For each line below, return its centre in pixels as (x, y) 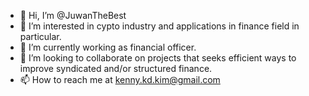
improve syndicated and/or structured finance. (116, 68)
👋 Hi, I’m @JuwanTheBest (73, 15)
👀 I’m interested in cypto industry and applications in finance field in (159, 26)
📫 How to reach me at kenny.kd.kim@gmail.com (120, 79)
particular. (40, 36)
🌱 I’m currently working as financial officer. (108, 47)
